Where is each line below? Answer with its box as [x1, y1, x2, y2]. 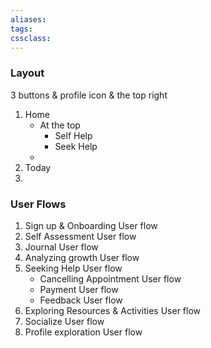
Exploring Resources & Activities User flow [24, 304, 202, 316]
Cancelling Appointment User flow [39, 272, 182, 285]
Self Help [54, 129, 93, 141]
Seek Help [54, 140, 98, 152]
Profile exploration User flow [24, 326, 143, 338]
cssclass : [10, 33, 52, 43]
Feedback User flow [39, 294, 123, 306]
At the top [39, 119, 81, 131]
